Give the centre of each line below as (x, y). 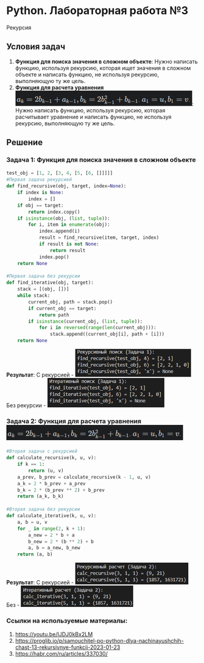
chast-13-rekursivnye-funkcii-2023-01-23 (68, 647)
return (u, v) (46, 471)
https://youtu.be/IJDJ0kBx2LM (54, 634)
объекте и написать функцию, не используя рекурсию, (87, 74)
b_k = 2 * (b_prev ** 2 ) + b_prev (61, 490)
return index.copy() (54, 212)
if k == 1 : (31, 465)
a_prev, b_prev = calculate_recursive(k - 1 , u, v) (84, 477)
